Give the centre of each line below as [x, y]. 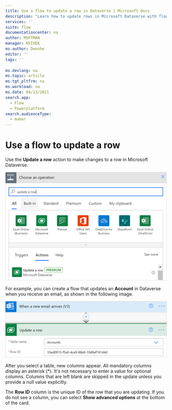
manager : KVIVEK [23, 44]
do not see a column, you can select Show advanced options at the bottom [85, 398]
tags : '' [15, 60]
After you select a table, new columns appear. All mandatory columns [79, 366]
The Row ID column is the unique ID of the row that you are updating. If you [85, 392]
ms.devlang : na [21, 70]
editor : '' [17, 54]
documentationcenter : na [32, 33]
